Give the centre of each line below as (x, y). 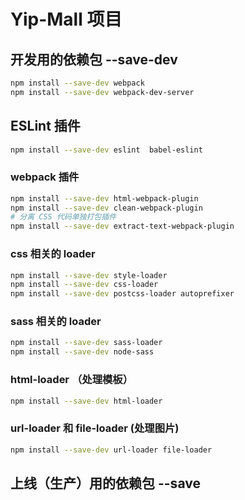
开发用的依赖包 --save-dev (94, 59)
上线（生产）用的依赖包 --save (105, 483)
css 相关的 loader (53, 254)
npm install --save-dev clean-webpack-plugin (106, 208)
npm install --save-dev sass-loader (86, 343)
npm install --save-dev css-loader (84, 285)
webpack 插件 (45, 177)
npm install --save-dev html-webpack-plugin (104, 198)
